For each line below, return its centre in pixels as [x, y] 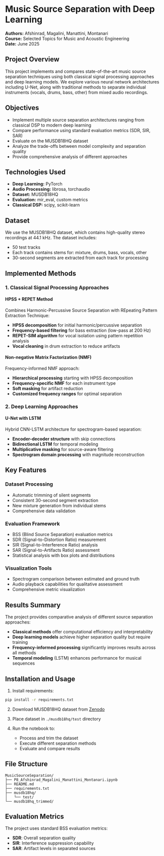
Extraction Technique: [27, 315]
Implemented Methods [41, 273]
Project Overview [32, 60]
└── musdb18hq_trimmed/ [30, 801]
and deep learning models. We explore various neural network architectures [82, 82]
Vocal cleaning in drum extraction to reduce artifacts [66, 346]
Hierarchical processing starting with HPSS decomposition [72, 378]
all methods [24, 653]
